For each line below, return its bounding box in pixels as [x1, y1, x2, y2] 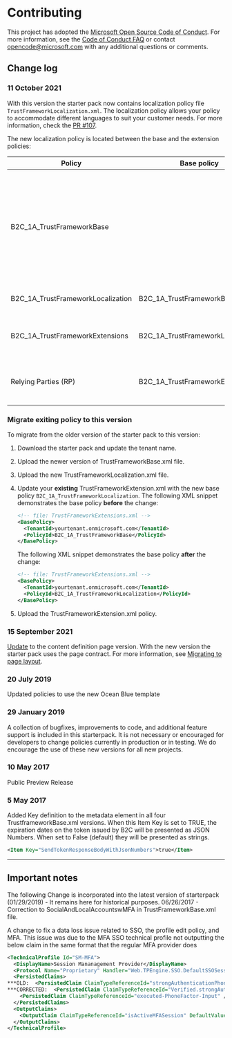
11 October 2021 [7, 83, 62, 93]
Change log [7, 62, 58, 74]
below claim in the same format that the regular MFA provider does [7, 940, 197, 949]
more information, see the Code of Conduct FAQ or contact [7, 35, 175, 43]
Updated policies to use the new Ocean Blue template [7, 690, 160, 698]
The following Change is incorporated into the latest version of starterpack [7, 891, 220, 899]
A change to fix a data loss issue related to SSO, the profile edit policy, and [7, 926, 220, 934]
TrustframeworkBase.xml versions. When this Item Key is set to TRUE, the [7, 819, 217, 827]
